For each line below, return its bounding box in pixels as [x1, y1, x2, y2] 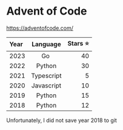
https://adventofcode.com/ [6, 24, 74, 32]
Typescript [31, 71, 62, 80]
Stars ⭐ [67, 39, 90, 47]
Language [31, 40, 62, 49]
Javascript [31, 81, 62, 89]
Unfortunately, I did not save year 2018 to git [6, 117, 117, 124]
